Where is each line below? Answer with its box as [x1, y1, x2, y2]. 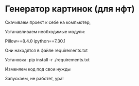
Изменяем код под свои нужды [5, 66, 71, 72]
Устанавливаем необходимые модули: [5, 29, 86, 34]
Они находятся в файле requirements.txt [5, 47, 88, 53]
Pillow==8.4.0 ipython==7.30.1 [5, 38, 66, 44]
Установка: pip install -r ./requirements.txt [5, 57, 90, 62]
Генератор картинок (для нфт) [5, 3, 135, 14]
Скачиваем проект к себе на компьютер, [5, 19, 91, 25]
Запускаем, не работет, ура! [5, 75, 64, 81]
